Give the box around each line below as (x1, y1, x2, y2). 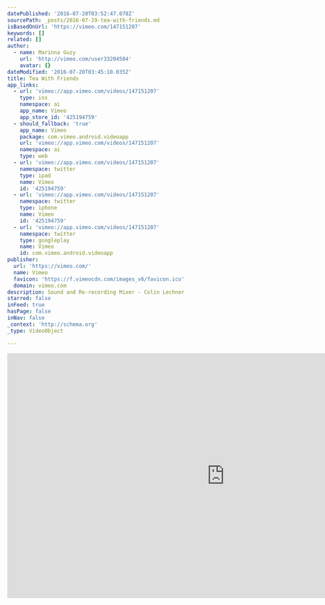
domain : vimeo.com (13, 282, 67, 289)
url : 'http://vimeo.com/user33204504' (19, 56, 132, 63)
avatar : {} (19, 62, 51, 69)
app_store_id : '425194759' (19, 113, 98, 120)
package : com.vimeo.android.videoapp (19, 133, 129, 140)
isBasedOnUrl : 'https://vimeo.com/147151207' (7, 23, 141, 30)
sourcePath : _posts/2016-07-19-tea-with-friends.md (7, 17, 160, 24)
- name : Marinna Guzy (13, 49, 76, 56)
